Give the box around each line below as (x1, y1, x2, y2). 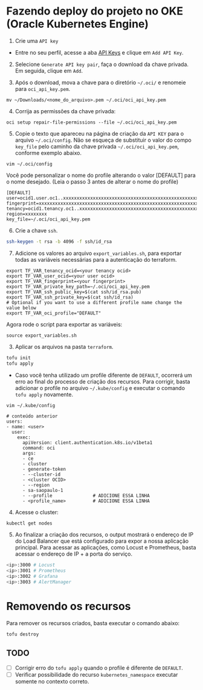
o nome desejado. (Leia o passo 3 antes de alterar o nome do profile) (6, 177, 179, 185)
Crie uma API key (14, 37, 59, 44)
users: (6, 418, 23, 425)
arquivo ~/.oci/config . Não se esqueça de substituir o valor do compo (14, 136, 192, 144)
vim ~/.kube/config (6, 402, 56, 408)
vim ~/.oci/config (6, 161, 53, 167)
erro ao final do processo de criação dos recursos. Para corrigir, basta (14, 377, 190, 385)
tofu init (6, 354, 31, 361)
